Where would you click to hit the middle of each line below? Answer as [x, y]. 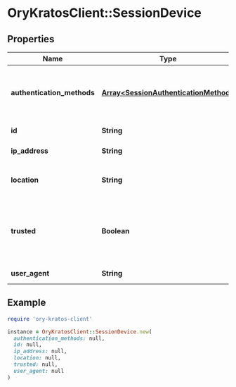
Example [27, 303]
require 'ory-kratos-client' [50, 319]
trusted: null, [36, 364]
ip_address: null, [41, 351]
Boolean [116, 231]
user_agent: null [39, 371]
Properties [31, 39]
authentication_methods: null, [59, 338]
